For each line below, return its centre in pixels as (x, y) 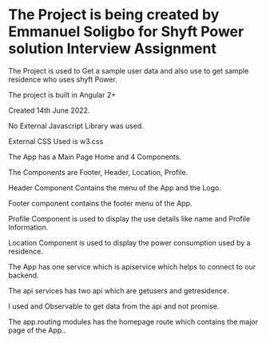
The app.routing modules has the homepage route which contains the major (133, 321)
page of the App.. (37, 330)
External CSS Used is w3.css (56, 141)
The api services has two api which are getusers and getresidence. (119, 290)
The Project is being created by (114, 15)
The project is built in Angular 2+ (62, 94)
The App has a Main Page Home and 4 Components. (95, 157)
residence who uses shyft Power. (63, 79)
